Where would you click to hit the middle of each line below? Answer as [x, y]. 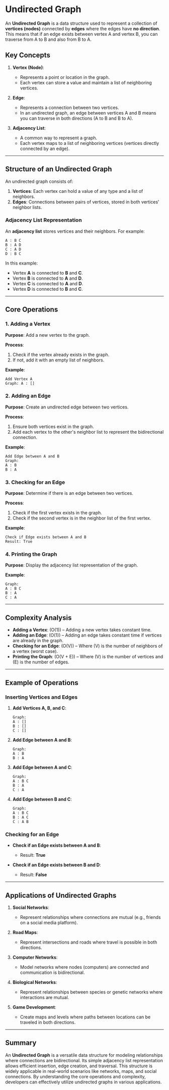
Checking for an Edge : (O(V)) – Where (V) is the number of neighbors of [88, 646]
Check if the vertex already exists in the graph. [61, 354]
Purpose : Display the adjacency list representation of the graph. [72, 565]
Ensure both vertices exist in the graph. [53, 426]
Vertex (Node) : [28, 67]
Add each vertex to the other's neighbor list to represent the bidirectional [88, 432]
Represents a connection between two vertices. [69, 108]
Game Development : [34, 1007]
